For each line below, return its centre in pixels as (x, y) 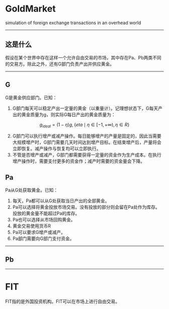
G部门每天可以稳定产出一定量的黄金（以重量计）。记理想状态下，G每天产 (87, 108)
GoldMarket (31, 9)
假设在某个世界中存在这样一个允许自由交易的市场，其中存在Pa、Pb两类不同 (83, 57)
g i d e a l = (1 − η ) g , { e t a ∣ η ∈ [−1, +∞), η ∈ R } (84, 125)
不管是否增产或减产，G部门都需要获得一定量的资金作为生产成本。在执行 (87, 155)
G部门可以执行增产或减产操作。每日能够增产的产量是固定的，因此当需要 (87, 136)
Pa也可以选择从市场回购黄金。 (44, 220)
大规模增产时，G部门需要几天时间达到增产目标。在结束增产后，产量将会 (87, 142)
